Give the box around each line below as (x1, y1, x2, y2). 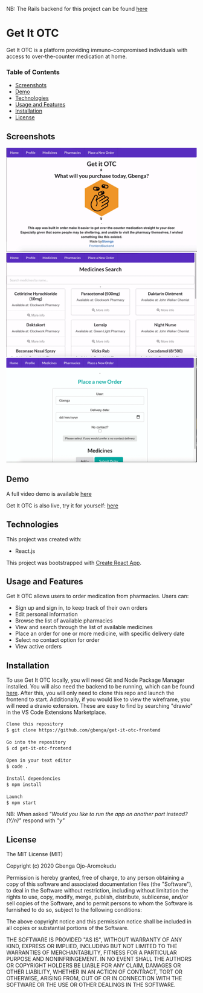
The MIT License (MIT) (6, 851, 63, 858)
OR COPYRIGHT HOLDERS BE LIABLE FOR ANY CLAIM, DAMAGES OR (6, 962, 181, 969)
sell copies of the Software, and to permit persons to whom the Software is (6, 900, 193, 907)
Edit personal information (14, 611, 79, 618)
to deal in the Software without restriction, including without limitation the (6, 887, 188, 894)
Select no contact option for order (14, 636, 100, 644)
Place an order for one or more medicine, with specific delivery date (14, 630, 185, 638)
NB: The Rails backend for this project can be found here (6, 5, 148, 12)
